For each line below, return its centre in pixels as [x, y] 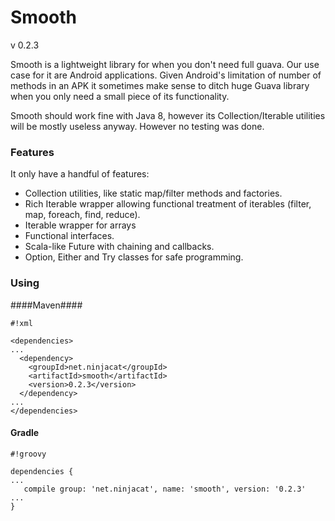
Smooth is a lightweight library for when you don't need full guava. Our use [165, 64]
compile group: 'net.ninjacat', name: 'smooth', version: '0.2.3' [165, 489]
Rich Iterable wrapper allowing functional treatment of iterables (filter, [168, 204]
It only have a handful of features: [80, 174]
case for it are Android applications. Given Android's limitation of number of [166, 75]
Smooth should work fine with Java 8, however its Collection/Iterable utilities [168, 115]
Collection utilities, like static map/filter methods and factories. [153, 193]
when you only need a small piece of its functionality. [120, 96]
